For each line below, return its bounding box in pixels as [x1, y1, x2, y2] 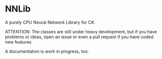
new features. [5, 39, 33, 44]
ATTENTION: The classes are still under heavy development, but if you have [5, 29, 157, 34]
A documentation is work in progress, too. [5, 48, 89, 54]
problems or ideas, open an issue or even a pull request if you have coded [5, 34, 154, 40]
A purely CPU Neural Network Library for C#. [5, 19, 95, 25]
